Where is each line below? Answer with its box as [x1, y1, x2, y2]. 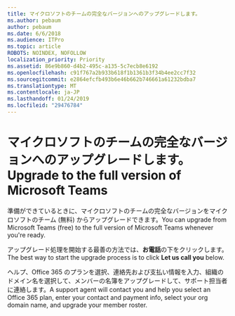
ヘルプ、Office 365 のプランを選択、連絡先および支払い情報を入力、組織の [7, 267, 224, 276]
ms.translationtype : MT [7, 82, 77, 89]
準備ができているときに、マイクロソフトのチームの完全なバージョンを [7, 206, 210, 215]
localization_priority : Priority [7, 56, 105, 63]
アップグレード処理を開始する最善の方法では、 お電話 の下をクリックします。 [7, 245, 228, 253]
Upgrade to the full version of [7, 168, 182, 184]
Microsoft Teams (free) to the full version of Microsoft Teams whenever [7, 223, 214, 232]
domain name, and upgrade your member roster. [7, 301, 148, 309]
